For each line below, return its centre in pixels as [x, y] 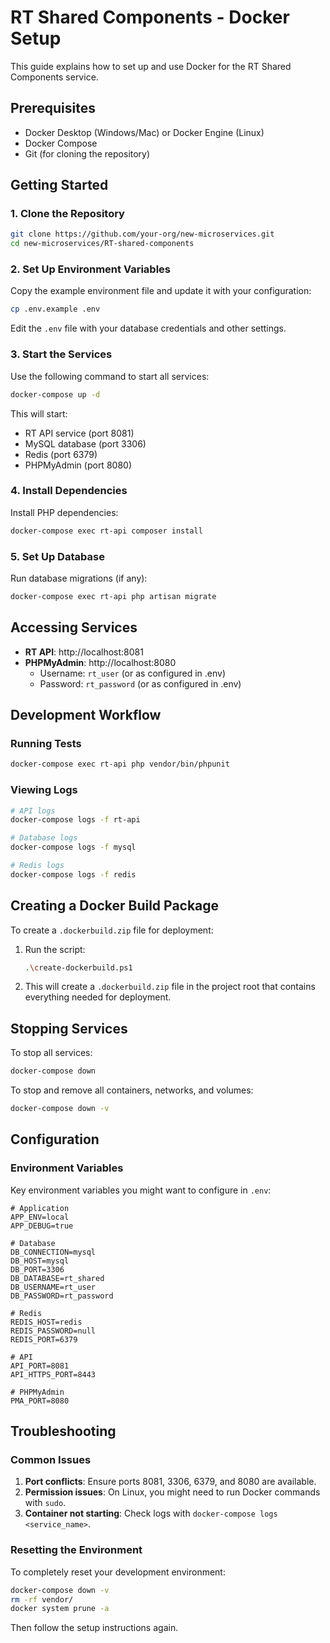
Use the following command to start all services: [110, 376]
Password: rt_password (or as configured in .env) [140, 683]
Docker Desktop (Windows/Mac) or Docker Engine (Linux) [144, 132]
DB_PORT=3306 [37, 1269]
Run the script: [55, 949]
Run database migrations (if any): [79, 578]
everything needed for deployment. [98, 997]
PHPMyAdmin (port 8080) [78, 465]
